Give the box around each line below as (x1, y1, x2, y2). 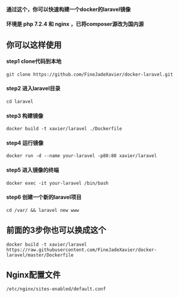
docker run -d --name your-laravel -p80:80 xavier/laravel (6, 153, 157, 159)
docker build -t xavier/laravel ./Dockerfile (6, 126, 122, 132)
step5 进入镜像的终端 (6, 166, 59, 173)
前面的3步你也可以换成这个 (6, 225, 106, 235)
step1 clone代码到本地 (6, 58, 62, 65)
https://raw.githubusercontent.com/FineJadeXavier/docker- (6, 247, 157, 253)
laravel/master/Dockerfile (6, 252, 74, 258)
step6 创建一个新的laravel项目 (6, 193, 82, 201)
